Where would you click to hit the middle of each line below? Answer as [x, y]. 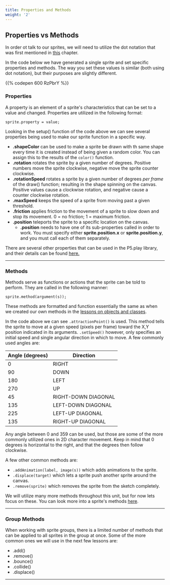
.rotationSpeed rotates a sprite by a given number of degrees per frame [88, 179]
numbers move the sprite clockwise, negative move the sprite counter [85, 168]
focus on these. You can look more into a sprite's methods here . [72, 501]
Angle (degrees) [28, 355]
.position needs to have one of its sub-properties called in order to [90, 227]
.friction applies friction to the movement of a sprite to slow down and [86, 211]
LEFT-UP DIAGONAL [78, 413]
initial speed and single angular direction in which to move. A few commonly [84, 337]
